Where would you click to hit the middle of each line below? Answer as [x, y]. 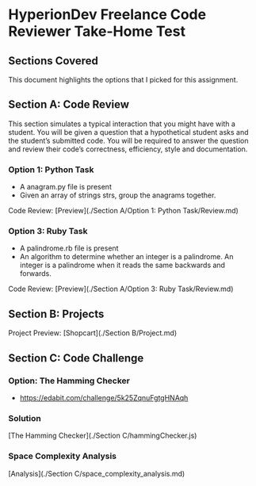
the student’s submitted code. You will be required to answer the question [128, 140]
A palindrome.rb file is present [69, 248]
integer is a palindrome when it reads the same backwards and [122, 265]
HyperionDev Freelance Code [107, 15]
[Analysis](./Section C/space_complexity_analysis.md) [97, 473]
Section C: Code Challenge [76, 358]
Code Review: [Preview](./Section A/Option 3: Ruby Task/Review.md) [121, 289]
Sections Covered [53, 61]
